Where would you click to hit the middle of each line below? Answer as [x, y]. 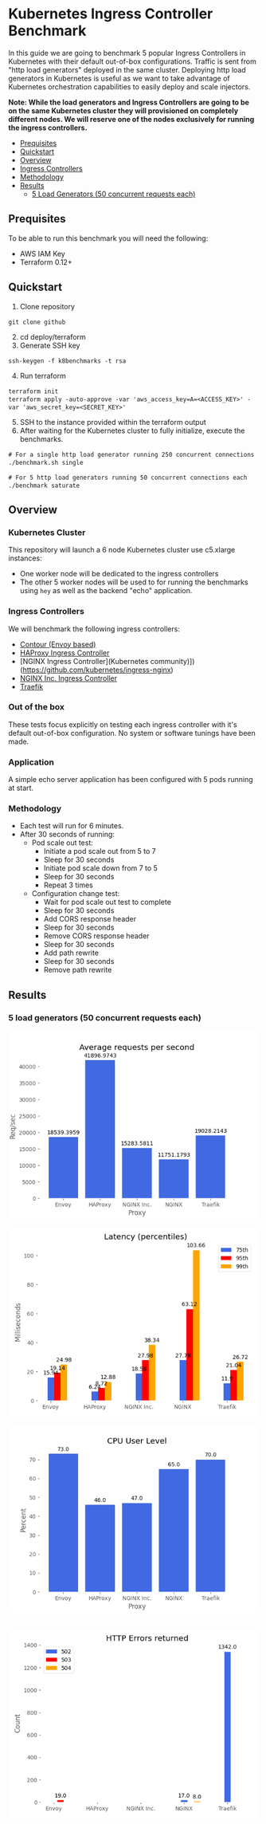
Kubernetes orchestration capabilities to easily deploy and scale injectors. [129, 86]
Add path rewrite [71, 953]
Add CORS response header [90, 919]
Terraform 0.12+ [46, 262]
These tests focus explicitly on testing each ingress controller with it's [123, 724]
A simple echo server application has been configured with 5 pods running [131, 780]
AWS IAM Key [42, 254]
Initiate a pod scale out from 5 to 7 [100, 851]
